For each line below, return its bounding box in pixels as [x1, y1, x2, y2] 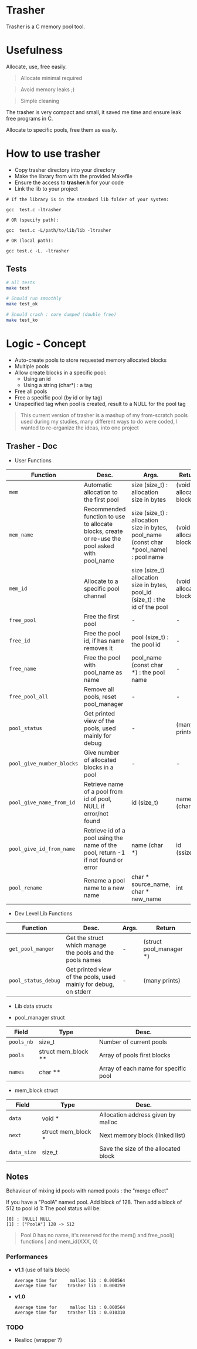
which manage [66, 941, 107, 949]
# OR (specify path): [6, 217, 59, 223]
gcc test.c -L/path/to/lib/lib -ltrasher [6, 227, 111, 233]
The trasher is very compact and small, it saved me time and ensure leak [6, 108, 182, 115]
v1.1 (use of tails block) [14, 1266, 70, 1273]
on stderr [66, 987, 91, 995]
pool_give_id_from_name [9, 845, 76, 852]
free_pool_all [9, 693, 49, 700]
